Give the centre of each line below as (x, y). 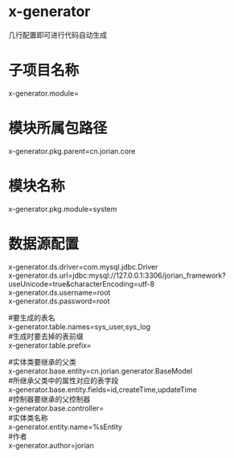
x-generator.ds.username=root (60, 292)
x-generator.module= (43, 93)
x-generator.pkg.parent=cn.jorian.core (72, 151)
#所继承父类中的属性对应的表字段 (64, 380)
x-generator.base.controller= (56, 408)
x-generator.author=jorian (51, 445)
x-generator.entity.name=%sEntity (66, 427)
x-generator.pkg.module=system (63, 208)
